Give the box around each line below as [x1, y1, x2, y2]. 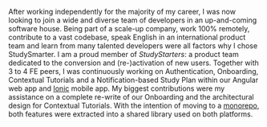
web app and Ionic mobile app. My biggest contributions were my [8, 84, 225, 93]
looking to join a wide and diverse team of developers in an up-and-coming [8, 15, 257, 25]
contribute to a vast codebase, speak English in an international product [8, 32, 246, 42]
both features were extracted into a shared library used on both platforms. [8, 109, 253, 119]
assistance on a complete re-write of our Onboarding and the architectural [8, 92, 254, 101]
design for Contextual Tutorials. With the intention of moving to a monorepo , [8, 100, 260, 110]
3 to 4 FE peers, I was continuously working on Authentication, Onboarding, [8, 67, 259, 76]
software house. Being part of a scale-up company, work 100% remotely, [8, 24, 250, 33]
